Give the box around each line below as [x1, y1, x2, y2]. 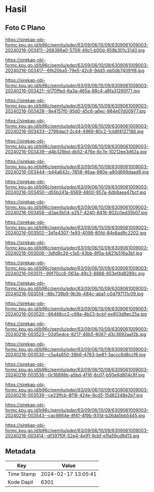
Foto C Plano [5, 23, 45, 32]
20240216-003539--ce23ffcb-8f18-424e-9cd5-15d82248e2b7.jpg [5, 392, 143, 398]
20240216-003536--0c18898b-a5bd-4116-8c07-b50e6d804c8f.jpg [5, 372, 145, 378]
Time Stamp [7, 471, 36, 478]
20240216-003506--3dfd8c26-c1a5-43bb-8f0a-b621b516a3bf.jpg [5, 250, 143, 256]
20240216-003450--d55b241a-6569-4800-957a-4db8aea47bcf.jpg [5, 189, 146, 195]
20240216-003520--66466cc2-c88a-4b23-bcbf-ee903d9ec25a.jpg [5, 311, 147, 317]
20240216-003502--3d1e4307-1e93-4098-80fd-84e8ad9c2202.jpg [5, 230, 147, 236]
